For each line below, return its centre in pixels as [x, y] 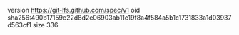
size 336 [46, 25]
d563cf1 [20, 25]
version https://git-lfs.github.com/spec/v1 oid [74, 10]
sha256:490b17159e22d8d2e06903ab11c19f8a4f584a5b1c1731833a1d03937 [119, 17]
